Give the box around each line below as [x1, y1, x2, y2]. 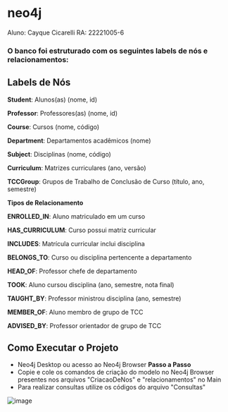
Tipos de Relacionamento [7, 198, 84, 207]
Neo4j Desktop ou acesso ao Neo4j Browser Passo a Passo [17, 360, 191, 369]
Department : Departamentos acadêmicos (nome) [7, 136, 151, 145]
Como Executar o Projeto [7, 342, 119, 354]
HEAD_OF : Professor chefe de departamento [7, 267, 137, 275]
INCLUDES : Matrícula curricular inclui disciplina [7, 239, 146, 248]
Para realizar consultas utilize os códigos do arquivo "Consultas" [17, 383, 206, 392]
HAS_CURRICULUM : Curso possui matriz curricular [7, 226, 157, 234]
